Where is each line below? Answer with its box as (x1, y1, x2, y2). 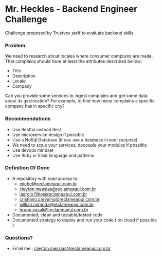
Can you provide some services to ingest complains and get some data (5, 93, 147, 98)
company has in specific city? (5, 103, 65, 109)
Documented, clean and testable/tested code (12, 212, 103, 217)
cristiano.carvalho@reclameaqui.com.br (19, 196, 100, 202)
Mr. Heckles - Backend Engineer (5, 3, 138, 15)
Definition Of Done (5, 164, 50, 171)
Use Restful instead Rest (12, 126, 62, 132)
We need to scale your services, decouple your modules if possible (12, 142, 147, 148)
